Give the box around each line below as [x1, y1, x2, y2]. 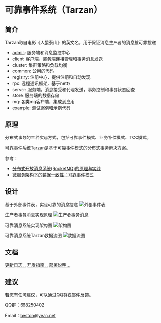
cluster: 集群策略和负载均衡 [12, 62, 68, 68]
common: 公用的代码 [12, 68, 54, 74]
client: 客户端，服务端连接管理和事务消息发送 [12, 56, 103, 62]
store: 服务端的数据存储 [12, 92, 60, 98]
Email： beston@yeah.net [5, 313, 56, 319]
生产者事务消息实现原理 [5, 211, 52, 218]
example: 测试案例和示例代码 [12, 105, 71, 111]
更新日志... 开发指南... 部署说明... [5, 262, 70, 268]
